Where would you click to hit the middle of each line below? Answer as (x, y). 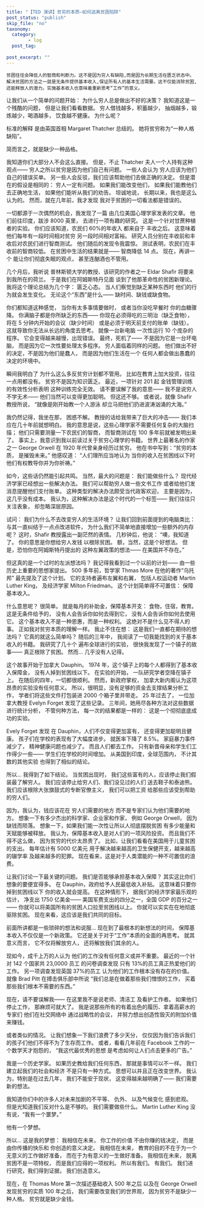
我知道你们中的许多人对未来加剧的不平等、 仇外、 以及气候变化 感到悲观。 (99, 1099)
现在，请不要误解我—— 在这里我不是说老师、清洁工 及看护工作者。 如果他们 (102, 999)
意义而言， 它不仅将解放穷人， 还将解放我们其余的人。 (74, 943)
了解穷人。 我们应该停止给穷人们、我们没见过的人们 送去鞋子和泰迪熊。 (106, 782)
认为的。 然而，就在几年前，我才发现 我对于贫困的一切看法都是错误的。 (96, 200)
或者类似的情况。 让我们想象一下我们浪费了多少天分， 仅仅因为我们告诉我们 (101, 1035)
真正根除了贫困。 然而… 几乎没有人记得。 (75, 652)
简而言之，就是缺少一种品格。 (43, 149)
